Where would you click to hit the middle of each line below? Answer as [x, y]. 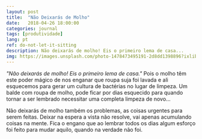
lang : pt [17, 40]
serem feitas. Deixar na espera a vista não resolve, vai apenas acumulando [99, 117]
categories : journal [32, 28]
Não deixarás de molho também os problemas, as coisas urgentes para [94, 110]
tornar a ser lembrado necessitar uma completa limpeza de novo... [88, 99]
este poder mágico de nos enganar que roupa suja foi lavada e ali [87, 80]
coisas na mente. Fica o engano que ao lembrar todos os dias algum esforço [101, 123]
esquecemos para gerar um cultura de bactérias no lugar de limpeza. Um [97, 86]
